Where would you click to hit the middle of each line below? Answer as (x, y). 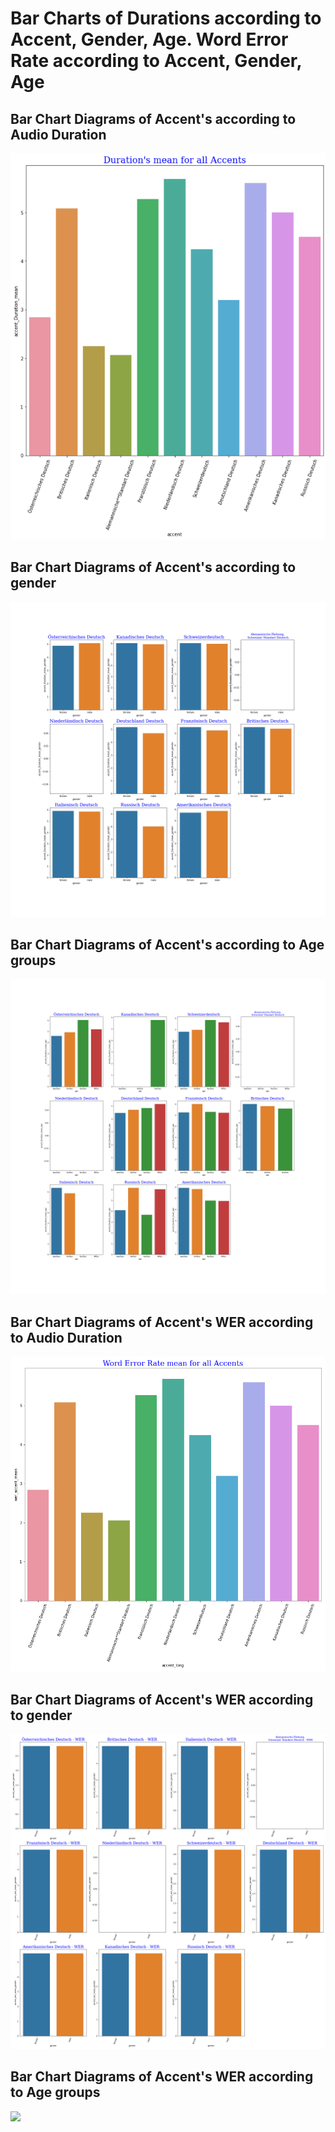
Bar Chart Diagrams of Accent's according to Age (167, 944)
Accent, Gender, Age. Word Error (149, 39)
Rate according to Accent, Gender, (156, 61)
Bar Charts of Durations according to (166, 18)
